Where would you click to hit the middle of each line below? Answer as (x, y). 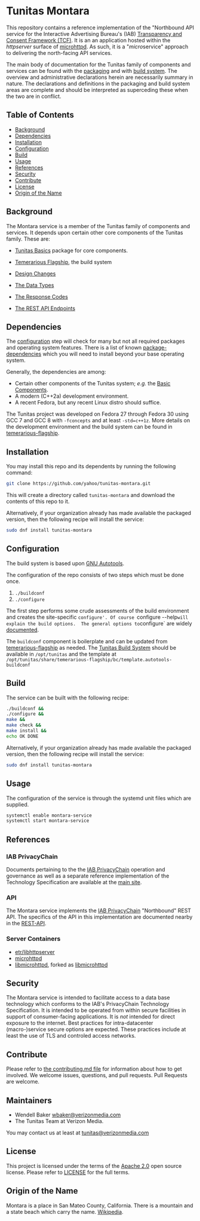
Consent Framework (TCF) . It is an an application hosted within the (88, 40)
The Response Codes (41, 296)
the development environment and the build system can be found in (90, 427)
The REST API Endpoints (45, 308)
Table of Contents (40, 115)
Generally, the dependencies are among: (56, 372)
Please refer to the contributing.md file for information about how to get (94, 1069)
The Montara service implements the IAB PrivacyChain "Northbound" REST (99, 911)
